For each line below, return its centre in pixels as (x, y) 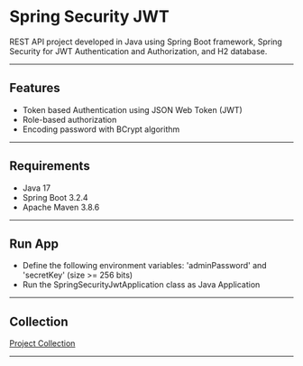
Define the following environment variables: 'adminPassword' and (145, 266)
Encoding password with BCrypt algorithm (101, 129)
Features (35, 88)
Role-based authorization (69, 119)
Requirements (50, 166)
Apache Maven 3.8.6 (61, 207)
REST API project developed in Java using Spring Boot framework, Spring (146, 42)
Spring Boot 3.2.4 (55, 197)
